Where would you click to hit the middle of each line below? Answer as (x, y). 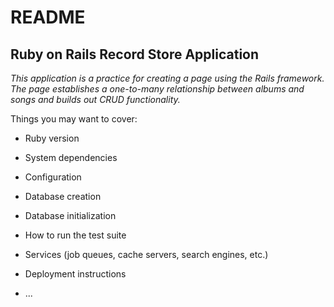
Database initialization (70, 215)
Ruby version (52, 138)
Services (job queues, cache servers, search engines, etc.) (146, 254)
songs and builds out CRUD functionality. (95, 99)
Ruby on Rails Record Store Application (135, 54)
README (48, 17)
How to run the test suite (75, 235)
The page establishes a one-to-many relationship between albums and (157, 89)
